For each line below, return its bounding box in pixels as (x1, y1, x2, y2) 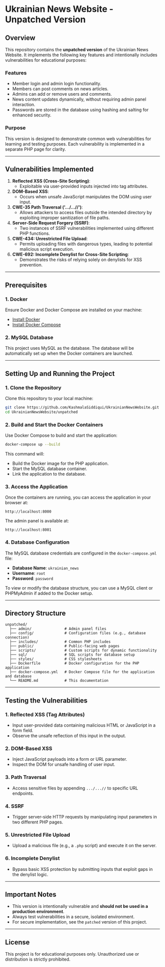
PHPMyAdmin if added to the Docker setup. (5, 590, 93, 596)
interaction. (12, 102, 35, 108)
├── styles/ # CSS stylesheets (9, 657, 102, 662)
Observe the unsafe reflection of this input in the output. (12, 733, 126, 739)
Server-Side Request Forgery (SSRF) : (12, 220, 90, 226)
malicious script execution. (19, 246, 74, 252)
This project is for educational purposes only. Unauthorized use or (5, 951, 139, 957)
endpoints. (12, 790, 34, 796)
